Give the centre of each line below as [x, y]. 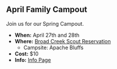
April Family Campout [47, 10]
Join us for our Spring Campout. [45, 23]
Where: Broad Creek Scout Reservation [63, 41]
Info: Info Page [33, 60]
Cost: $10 [26, 54]
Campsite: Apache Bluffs [54, 47]
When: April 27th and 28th [47, 35]
